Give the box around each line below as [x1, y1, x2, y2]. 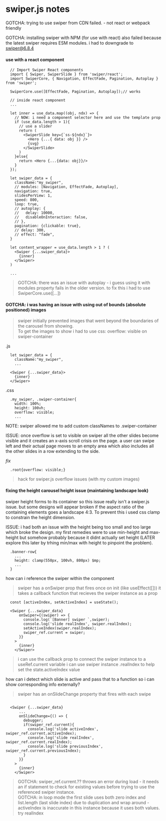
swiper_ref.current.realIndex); [5, 739, 72, 744]
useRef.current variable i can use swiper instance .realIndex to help [17, 661, 155, 667]
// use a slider [18, 124, 52, 129]
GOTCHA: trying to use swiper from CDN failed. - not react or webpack [5, 20, 150, 26]
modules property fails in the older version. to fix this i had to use [17, 285, 150, 291]
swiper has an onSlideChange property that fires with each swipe [17, 691, 151, 697]
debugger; [23, 718, 43, 723]
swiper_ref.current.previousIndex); [5, 748, 81, 753]
